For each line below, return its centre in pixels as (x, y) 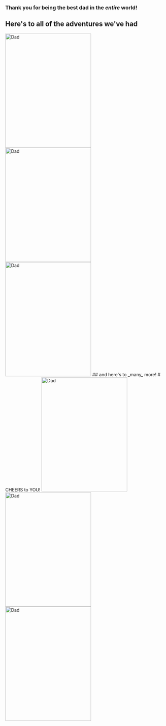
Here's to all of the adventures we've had (72, 24)
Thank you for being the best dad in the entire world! (71, 8)
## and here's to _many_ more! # (126, 374)
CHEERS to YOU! (23, 489)
